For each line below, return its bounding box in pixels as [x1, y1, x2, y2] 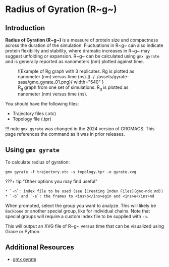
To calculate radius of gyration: [5, 159, 70, 165]
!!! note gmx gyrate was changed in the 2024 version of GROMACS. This [5, 125, 155, 132]
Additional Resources [5, 243, 74, 251]
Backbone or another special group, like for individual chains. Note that [5, 208, 150, 214]
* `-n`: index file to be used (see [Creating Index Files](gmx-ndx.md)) [5, 188, 164, 194]
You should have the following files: [5, 100, 79, 106]
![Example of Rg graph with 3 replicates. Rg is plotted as [18, 68, 135, 74]
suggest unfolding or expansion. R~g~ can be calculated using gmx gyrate [5, 53, 160, 59]
